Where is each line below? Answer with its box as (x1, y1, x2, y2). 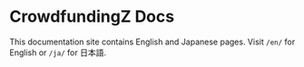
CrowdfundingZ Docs (9, 6, 175, 27)
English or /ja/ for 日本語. (9, 47, 107, 58)
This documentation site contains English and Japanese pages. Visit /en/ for (9, 36, 296, 47)
